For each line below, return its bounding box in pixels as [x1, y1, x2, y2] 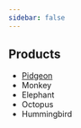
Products [8, 47, 61, 62]
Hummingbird [21, 109, 73, 120]
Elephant [21, 89, 55, 100]
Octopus [21, 99, 54, 110]
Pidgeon [21, 70, 53, 81]
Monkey [21, 80, 52, 91]
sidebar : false [8, 13, 66, 23]
